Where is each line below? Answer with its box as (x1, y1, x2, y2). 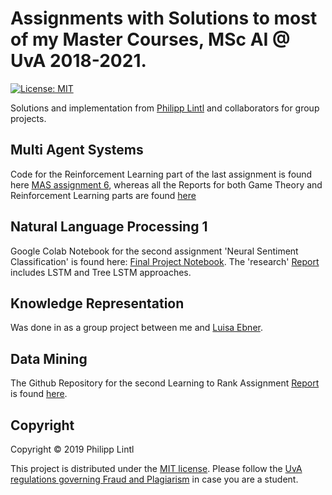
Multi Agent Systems (10, 142, 144, 159)
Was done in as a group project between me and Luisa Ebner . (10, 322, 263, 334)
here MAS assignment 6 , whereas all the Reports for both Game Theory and (10, 178, 323, 191)
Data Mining (10, 350, 88, 367)
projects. (10, 112, 47, 124)
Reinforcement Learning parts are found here (10, 189, 197, 201)
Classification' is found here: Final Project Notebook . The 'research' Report (10, 255, 320, 267)
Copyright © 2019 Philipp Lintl (10, 443, 135, 455)
